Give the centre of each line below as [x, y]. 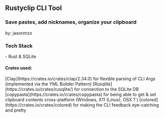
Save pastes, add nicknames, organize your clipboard [71, 22]
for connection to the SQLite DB [106, 89]
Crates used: [19, 68]
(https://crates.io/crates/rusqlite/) [39, 89]
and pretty [16, 110]
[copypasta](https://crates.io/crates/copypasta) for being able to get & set [81, 95]
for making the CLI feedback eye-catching [116, 105]
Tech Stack [19, 45]
